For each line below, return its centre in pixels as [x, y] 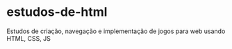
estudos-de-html [57, 12]
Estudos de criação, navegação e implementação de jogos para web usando [116, 31]
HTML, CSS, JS [29, 38]
